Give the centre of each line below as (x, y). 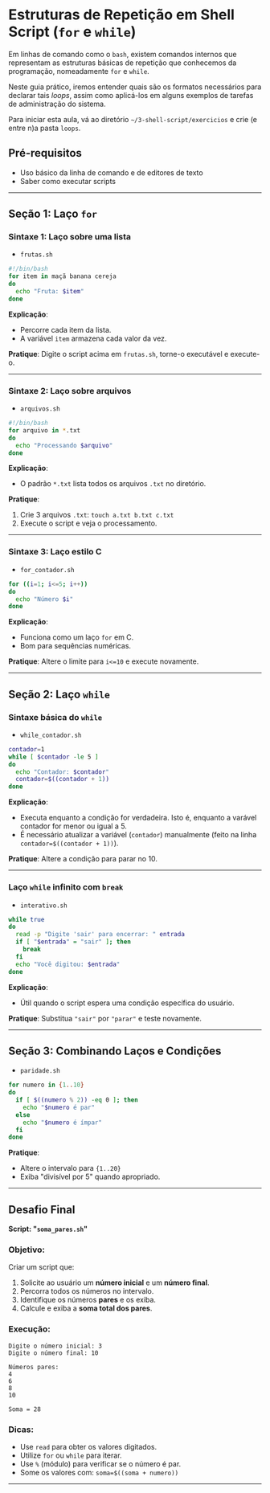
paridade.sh (40, 1071)
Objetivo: (27, 1250)
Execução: (29, 1329)
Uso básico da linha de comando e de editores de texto (111, 172)
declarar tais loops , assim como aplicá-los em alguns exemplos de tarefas (131, 95)
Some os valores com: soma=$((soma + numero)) (99, 1473)
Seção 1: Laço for (53, 214)
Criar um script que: (41, 1267)
